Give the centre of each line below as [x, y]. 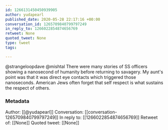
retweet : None [20, 33]
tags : [11, 48]
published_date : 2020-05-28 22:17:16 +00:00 [53, 19]
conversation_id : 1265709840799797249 [46, 24]
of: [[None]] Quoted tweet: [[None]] [42, 122]
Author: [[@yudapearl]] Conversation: [45, 112]
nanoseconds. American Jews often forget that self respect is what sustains [84, 82]
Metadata [17, 101]
